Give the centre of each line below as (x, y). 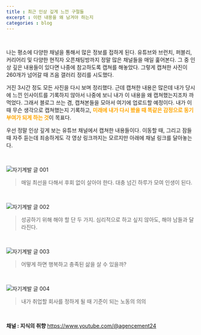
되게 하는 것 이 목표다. (47, 118)
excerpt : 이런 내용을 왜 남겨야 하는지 (50, 17)
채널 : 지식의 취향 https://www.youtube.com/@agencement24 (81, 326)
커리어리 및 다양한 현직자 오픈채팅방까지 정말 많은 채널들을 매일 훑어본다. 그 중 (98, 60)
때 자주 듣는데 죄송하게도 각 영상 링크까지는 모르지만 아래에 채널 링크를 (89, 138)
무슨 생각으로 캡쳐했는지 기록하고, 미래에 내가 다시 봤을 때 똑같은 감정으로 (97, 110)
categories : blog (29, 23)
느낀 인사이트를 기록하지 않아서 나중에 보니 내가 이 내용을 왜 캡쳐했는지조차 (100, 95)
